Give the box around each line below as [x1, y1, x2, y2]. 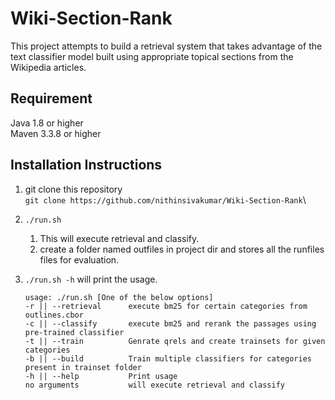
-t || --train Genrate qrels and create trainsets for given [24, 336, 326, 346]
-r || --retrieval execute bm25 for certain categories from [24, 301, 308, 311]
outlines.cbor [24, 310, 84, 320]
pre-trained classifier [24, 327, 125, 337]
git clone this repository [24, 183, 123, 195]
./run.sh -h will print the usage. [24, 273, 158, 285]
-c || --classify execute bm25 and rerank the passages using [24, 318, 317, 329]
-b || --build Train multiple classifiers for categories [24, 353, 312, 364]
